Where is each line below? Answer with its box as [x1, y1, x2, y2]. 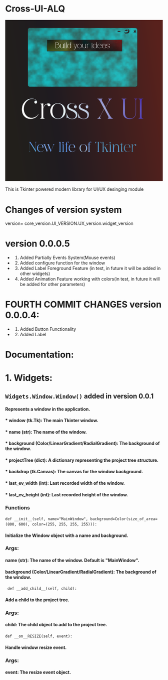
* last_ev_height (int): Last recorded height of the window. [5, 491, 128, 497]
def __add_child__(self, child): [7, 586, 77, 591]
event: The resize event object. [5, 669, 71, 675]
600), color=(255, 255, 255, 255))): [18, 521, 97, 527]
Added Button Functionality [19, 326, 76, 332]
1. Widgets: [5, 372, 52, 383]
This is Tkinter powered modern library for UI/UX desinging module [5, 186, 144, 192]
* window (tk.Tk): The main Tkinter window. [5, 418, 98, 424]
